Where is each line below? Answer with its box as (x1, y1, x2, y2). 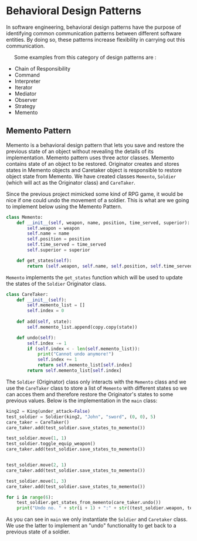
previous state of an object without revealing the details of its (6, 148, 154, 155)
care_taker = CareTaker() (6, 419, 69, 425)
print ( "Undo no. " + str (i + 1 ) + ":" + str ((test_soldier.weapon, (16, 505, 185, 511)
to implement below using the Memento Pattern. (6, 203, 123, 210)
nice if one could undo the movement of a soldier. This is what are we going (6, 196, 189, 203)
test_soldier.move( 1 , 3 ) (6, 478, 67, 484)
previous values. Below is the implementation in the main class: (6, 397, 158, 404)
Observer (14, 96, 38, 103)
